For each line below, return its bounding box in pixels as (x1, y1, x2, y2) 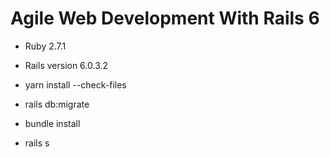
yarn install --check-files (24, 78, 127, 91)
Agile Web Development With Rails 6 (10, 7, 320, 30)
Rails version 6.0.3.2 (24, 59, 109, 71)
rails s (24, 137, 50, 149)
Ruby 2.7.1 (24, 40, 67, 52)
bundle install (24, 117, 81, 129)
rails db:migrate (24, 98, 90, 110)
